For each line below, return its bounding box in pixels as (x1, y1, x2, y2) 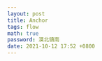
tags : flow (7, 23, 39, 30)
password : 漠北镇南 (7, 36, 60, 43)
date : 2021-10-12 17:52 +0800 (7, 43, 96, 50)
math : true (7, 29, 39, 37)
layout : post (7, 10, 45, 18)
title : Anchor (7, 17, 49, 24)
